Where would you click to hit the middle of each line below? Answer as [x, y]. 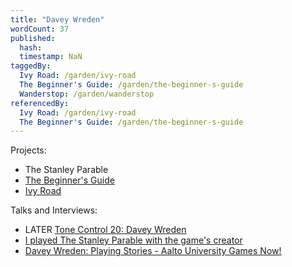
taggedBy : [31, 66]
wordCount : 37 [40, 29]
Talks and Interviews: [54, 210]
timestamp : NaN [51, 57]
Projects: [28, 150]
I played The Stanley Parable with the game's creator [133, 240]
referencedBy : [40, 103]
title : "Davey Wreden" [57, 19]
